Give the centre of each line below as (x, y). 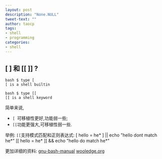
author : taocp (20, 24)
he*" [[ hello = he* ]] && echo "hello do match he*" (57, 141)
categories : (17, 42)
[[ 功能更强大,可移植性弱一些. (42, 124)
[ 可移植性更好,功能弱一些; (40, 118)
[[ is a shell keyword (29, 98)
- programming (20, 38)
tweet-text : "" (21, 19)
